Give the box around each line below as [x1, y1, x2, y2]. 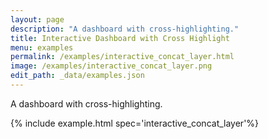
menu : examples [10, 42, 74, 53]
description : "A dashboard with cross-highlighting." [10, 24, 240, 34]
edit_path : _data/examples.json [10, 71, 145, 81]
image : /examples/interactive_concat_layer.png [10, 61, 213, 71]
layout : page [10, 14, 65, 25]
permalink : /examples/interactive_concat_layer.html [10, 52, 235, 62]
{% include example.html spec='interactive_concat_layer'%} [10, 117, 260, 129]
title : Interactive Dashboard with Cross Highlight [10, 33, 230, 43]
